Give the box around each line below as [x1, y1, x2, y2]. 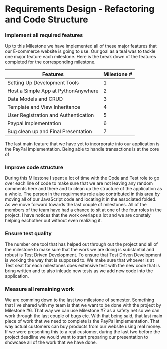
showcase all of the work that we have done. [5, 339, 97, 345]
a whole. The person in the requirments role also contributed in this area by [5, 191, 160, 197]
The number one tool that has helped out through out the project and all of [5, 241, 158, 247]
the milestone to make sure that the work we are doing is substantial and [5, 247, 155, 253]
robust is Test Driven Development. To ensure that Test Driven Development [5, 252, 162, 258]
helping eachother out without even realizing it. [5, 217, 102, 223]
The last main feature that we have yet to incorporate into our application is [5, 141, 160, 147]
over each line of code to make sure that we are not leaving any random [5, 180, 153, 186]
